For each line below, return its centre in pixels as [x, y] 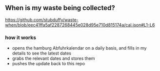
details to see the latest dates [42, 53]
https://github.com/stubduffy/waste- [42, 19]
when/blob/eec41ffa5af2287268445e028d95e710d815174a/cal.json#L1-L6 [80, 25]
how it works [21, 37]
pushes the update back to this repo [49, 64]
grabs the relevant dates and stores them [53, 58]
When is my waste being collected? [60, 8]
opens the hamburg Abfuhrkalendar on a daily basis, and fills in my [79, 48]
